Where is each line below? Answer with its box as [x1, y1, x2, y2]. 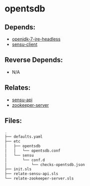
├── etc [4, 139, 21, 144]
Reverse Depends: [4, 56, 63, 64]
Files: [4, 117, 22, 125]
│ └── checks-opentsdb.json [4, 162, 85, 167]
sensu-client [11, 41, 38, 47]
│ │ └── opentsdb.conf [4, 148, 61, 153]
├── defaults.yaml [4, 134, 43, 140]
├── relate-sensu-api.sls [4, 172, 58, 177]
